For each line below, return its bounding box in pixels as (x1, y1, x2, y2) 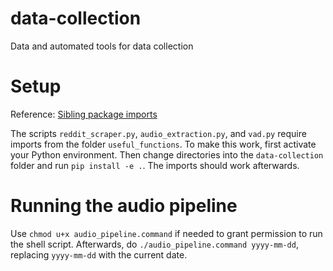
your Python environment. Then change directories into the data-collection (10, 148, 324, 161)
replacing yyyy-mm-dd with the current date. (10, 248, 188, 261)
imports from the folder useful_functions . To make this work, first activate (10, 138, 317, 150)
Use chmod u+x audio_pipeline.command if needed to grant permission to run (10, 227, 323, 239)
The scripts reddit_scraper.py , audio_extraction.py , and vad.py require (10, 127, 307, 139)
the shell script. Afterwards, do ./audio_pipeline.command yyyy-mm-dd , (10, 238, 299, 250)
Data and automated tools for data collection (10, 40, 194, 52)
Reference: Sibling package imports (10, 108, 158, 120)
